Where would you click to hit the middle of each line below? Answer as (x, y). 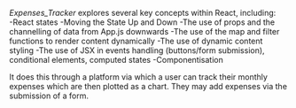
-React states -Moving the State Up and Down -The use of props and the (142, 22)
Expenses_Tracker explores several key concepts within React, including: (143, 13)
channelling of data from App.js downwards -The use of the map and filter (144, 31)
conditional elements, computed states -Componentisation (116, 60)
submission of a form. (49, 96)
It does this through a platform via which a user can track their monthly (139, 77)
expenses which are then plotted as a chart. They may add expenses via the (148, 86)
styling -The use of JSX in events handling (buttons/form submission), (137, 50)
